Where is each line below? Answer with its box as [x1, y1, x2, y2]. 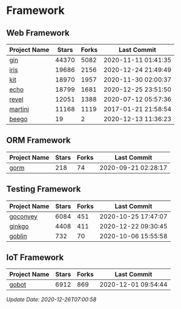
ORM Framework [6, 135, 71, 146]
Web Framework [6, 28, 70, 38]
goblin [9, 232, 27, 240]
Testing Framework [6, 184, 81, 194]
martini [9, 105, 29, 113]
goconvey [9, 212, 38, 221]
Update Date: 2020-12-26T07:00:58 [6, 296, 97, 303]
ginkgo [9, 222, 29, 230]
